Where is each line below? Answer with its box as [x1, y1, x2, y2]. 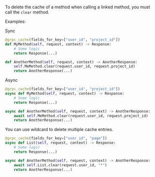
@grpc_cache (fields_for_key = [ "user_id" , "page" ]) [5, 136, 108, 141]
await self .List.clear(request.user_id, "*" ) [14, 162, 108, 167]
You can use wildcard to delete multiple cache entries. [5, 127, 113, 133]
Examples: [5, 19, 26, 24]
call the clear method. [5, 9, 49, 15]
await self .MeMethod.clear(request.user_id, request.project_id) [14, 113, 149, 118]
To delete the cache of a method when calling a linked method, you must [5, 4, 150, 10]
